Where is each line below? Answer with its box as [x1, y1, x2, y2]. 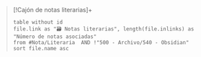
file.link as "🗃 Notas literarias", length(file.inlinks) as [12, 26, 194, 33]
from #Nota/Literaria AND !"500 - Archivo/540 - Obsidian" [12, 39, 189, 46]
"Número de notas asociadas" [12, 33, 97, 40]
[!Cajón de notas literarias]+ [12, 6, 93, 14]
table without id [12, 19, 63, 26]
